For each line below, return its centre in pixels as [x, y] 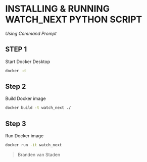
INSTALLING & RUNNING [58, 9]
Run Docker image [24, 136]
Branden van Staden [39, 155]
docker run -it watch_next [34, 145]
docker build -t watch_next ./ [38, 108]
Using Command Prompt [31, 33]
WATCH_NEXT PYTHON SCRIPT [74, 19]
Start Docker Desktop [28, 62]
